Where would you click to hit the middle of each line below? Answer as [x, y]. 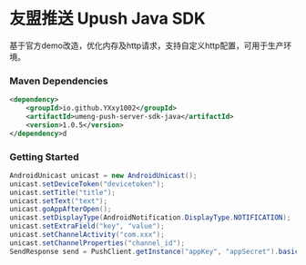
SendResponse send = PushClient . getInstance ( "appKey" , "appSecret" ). [144, 251]
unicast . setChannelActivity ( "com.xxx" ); [87, 235]
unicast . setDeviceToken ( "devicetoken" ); [87, 184]
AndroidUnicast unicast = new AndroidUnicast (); [103, 175]
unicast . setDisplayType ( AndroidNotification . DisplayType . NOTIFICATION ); [150, 218]
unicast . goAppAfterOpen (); [61, 210]
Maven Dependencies [59, 81]
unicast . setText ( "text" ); [58, 201]
